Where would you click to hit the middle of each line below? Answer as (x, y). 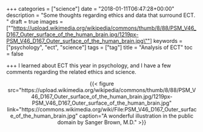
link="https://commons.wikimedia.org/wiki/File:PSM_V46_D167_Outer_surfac (102, 109)
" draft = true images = (35, 21)
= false (15, 54)
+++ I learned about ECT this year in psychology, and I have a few (89, 65)
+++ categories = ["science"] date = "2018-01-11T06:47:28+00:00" (90, 9)
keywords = (168, 41)
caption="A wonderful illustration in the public (136, 116)
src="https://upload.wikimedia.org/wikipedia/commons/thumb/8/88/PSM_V (102, 90)
